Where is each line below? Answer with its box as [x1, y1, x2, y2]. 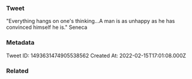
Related [6, 67, 29, 75]
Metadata [6, 38, 34, 47]
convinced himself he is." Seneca [6, 24, 88, 31]
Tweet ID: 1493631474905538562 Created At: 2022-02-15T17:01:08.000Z [6, 52, 187, 59]
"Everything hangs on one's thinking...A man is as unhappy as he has [6, 18, 175, 25]
